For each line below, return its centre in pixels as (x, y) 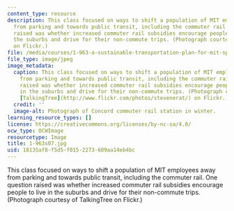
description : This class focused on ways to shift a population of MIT (113, 20)
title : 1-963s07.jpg (37, 144)
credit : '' (29, 105)
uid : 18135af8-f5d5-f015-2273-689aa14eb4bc (71, 150)
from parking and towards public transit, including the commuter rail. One (112, 177)
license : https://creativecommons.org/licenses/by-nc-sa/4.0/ (99, 124)
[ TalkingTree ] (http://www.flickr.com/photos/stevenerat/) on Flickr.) (124, 99)
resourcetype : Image (37, 137)
